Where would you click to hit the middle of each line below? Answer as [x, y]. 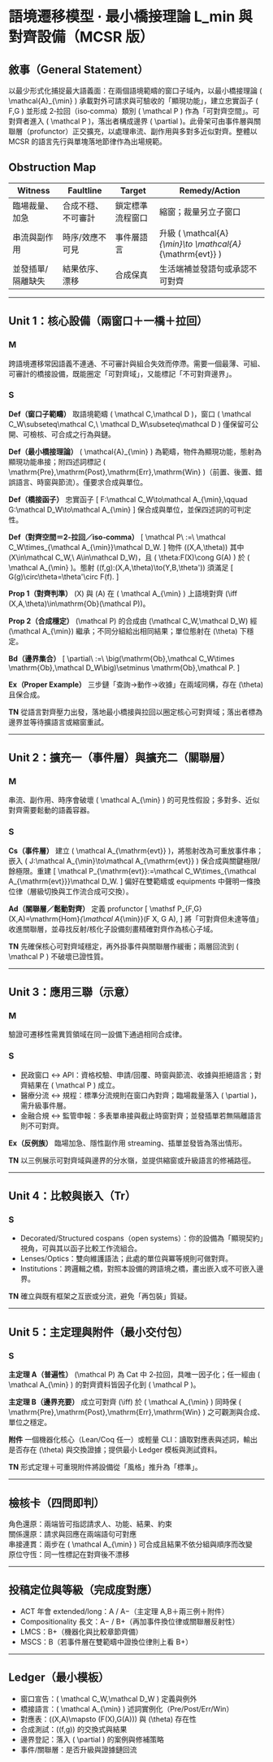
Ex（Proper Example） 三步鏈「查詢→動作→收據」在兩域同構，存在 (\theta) [136, 684]
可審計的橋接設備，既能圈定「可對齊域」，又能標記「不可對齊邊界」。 [122, 373]
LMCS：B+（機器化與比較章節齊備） [81, 1631]
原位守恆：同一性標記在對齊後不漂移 [69, 1554]
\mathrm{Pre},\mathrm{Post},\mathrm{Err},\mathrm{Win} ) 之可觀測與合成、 [136, 1412]
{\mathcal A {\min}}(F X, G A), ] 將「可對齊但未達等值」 [171, 918]
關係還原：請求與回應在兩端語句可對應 [72, 1533]
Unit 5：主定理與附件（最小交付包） [98, 1332]
